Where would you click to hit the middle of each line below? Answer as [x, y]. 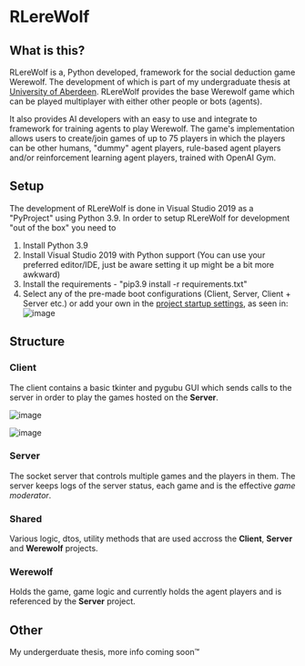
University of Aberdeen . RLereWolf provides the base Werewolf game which [152, 92]
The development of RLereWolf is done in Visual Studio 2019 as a [132, 208]
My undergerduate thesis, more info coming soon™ [105, 652]
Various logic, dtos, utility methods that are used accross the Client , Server [151, 538]
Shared [26, 518]
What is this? [47, 51]
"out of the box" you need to [63, 227]
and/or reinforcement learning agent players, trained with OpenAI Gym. [143, 158]
